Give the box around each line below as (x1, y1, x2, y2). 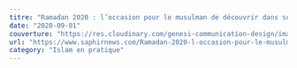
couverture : (9, 29, 53, 38)
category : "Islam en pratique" (9, 46, 125, 55)
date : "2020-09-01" (9, 21, 81, 30)
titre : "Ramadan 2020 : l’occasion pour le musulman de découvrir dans (9, 12, 278, 22)
